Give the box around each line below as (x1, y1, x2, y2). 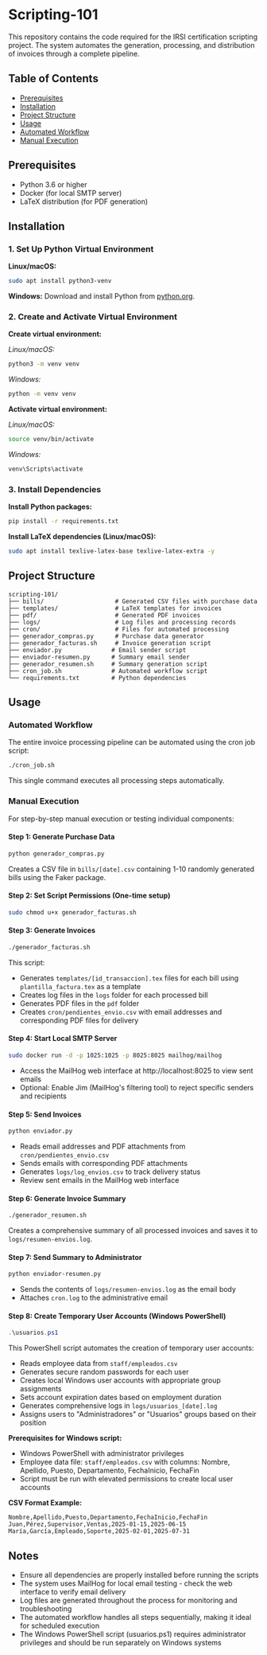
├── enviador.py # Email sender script (8, 646, 187, 654)
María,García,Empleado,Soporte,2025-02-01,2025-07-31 (8, 1528, 191, 1536)
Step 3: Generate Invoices (8, 925, 96, 935)
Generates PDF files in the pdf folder (19, 998, 140, 1008)
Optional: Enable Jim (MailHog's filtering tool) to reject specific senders (19, 1082, 254, 1092)
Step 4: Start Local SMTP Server (8, 1034, 118, 1043)
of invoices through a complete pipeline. (8, 49, 141, 58)
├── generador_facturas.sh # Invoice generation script (8, 639, 212, 647)
